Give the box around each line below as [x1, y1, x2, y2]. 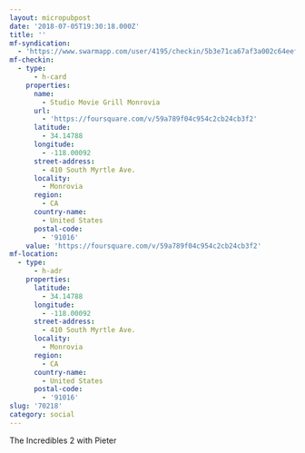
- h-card [33, 73, 67, 82]
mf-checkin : [9, 55, 54, 64]
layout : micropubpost [9, 13, 92, 23]
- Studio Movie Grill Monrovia [42, 97, 161, 107]
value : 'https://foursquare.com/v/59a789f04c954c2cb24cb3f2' [25, 241, 261, 251]
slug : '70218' [9, 401, 64, 411]
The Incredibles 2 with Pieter [9, 435, 117, 446]
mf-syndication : [9, 38, 71, 48]
